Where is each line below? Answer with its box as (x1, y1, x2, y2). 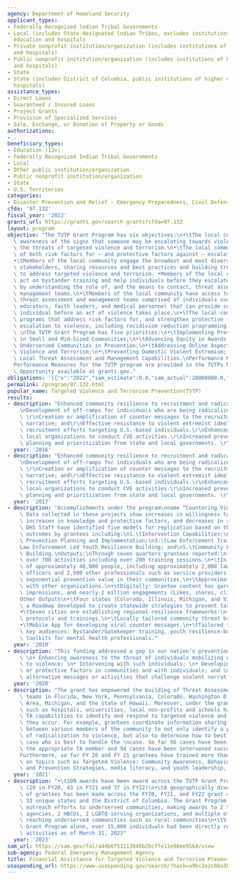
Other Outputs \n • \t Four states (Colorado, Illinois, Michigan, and (20, 595, 220, 602)
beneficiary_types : (7, 141, 64, 148)
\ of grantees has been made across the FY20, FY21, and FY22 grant (20, 790, 224, 797)
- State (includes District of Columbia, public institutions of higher (7, 75, 224, 83)
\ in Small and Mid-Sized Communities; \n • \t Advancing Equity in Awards (13, 335, 227, 343)
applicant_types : (7, 17, 58, 24)
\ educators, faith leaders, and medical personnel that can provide (13, 303, 220, 310)
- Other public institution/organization (7, 166, 130, 173)
